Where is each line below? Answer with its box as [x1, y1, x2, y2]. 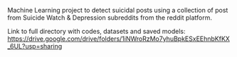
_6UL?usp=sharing [7, 42, 63, 50]
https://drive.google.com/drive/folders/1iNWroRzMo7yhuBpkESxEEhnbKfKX [7, 34, 230, 43]
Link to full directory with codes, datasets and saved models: [7, 27, 186, 35]
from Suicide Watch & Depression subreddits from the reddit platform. [7, 13, 212, 22]
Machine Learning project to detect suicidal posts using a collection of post [7, 6, 228, 14]
